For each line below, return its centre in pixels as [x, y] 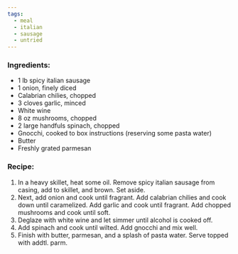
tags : [15, 14]
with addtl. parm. [42, 243]
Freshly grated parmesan [54, 148]
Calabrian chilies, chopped [57, 96]
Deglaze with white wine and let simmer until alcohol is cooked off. [115, 220]
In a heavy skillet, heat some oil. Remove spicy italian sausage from [116, 182]
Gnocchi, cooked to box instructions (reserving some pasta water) [114, 133]
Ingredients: [29, 65]
